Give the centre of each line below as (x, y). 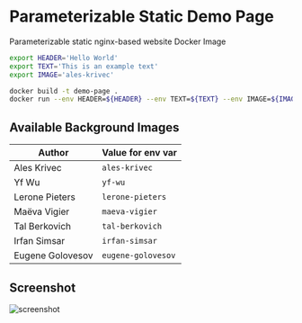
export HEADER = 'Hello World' (64, 58)
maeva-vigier (129, 212)
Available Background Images (94, 127)
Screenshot (43, 287)
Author (53, 153)
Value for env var (140, 153)
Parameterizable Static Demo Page (142, 17)
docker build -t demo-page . (64, 91)
